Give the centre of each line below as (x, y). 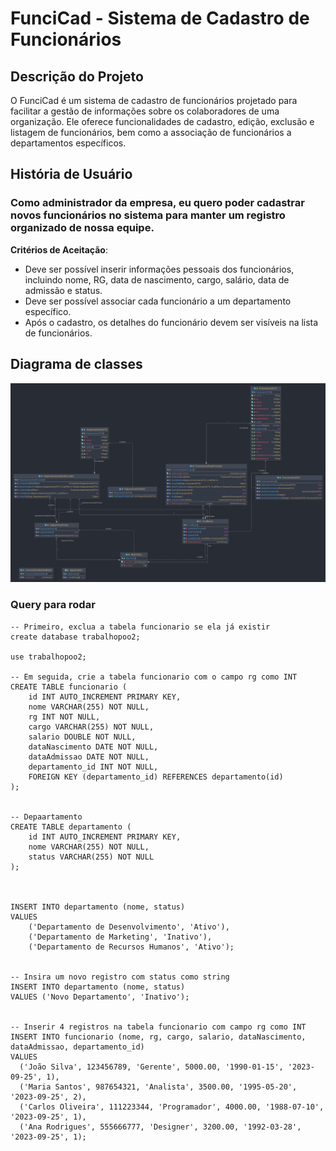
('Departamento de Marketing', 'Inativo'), (120, 937)
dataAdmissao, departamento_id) (77, 1047)
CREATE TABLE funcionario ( (69, 687)
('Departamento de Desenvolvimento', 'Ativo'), (129, 927)
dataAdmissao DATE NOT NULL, (89, 757)
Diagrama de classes (76, 364)
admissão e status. (63, 290)
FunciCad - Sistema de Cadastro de (160, 18)
